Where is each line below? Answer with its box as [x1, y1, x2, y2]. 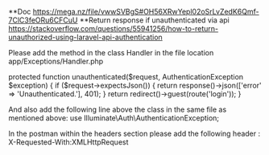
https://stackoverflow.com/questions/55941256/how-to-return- [8, 24, 219, 33]
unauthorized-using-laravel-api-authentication [8, 32, 163, 42]
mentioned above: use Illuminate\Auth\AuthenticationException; [8, 113, 220, 123]
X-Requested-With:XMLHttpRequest [8, 137, 129, 147]
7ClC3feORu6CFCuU [8, 15, 78, 25]
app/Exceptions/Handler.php [8, 56, 104, 66]
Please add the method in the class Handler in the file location [8, 48, 214, 57]
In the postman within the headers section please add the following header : [8, 128, 261, 138]
